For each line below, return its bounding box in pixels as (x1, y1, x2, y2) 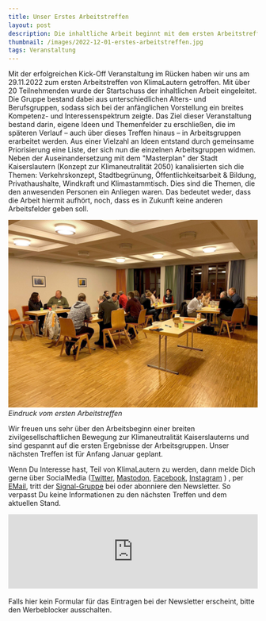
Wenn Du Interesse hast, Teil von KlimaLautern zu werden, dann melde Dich (8, 465, 256, 474)
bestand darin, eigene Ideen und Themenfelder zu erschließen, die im (8, 120, 236, 129)
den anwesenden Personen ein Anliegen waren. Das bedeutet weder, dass (8, 187, 252, 197)
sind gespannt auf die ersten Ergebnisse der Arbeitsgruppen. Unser (8, 441, 230, 450)
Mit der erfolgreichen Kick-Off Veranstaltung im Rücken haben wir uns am (8, 69, 249, 79)
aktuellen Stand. (8, 499, 62, 508)
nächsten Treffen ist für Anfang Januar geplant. (8, 449, 164, 459)
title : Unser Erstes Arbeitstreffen (8, 13, 129, 21)
